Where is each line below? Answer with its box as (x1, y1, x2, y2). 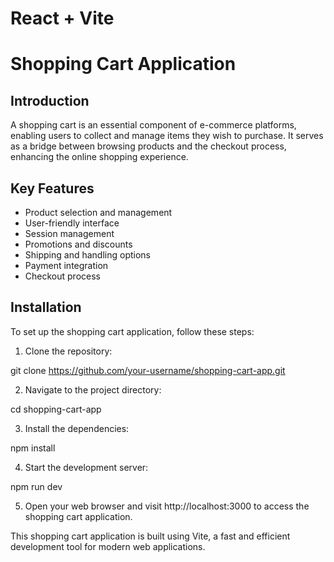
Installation (10, 299, 82, 316)
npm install (10, 442, 56, 454)
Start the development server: (24, 461, 149, 473)
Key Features (10, 180, 95, 197)
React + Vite (10, 7, 115, 30)
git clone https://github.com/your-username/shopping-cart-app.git (10, 364, 286, 376)
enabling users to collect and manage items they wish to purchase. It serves (10, 130, 324, 142)
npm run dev (10, 480, 63, 492)
